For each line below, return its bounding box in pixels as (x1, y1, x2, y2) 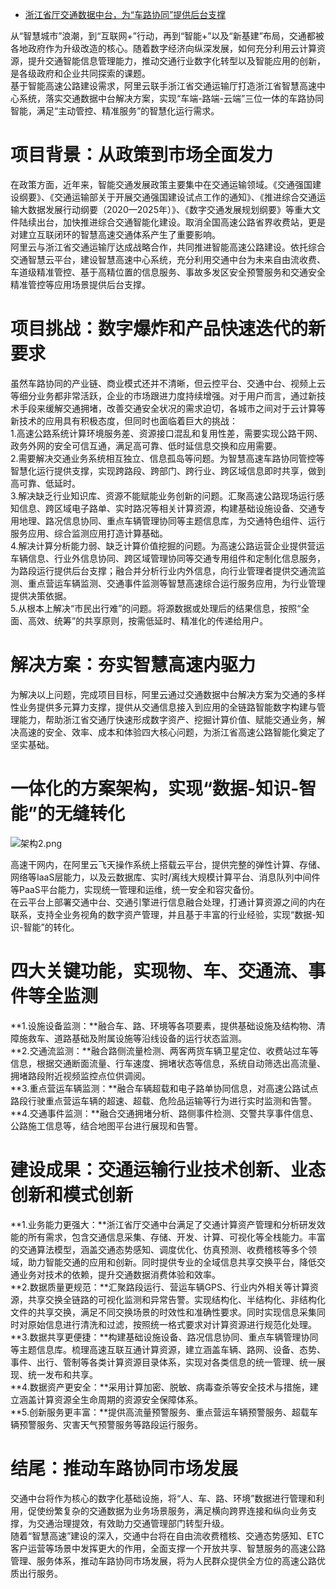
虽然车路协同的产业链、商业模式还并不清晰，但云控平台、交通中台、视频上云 (10, 377, 326, 389)
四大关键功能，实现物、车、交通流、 (10, 959, 309, 982)
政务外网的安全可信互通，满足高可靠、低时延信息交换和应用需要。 (10, 439, 282, 452)
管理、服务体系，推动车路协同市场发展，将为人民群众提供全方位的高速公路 (10, 1554, 317, 1567)
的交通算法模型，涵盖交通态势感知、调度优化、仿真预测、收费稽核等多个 (10, 1243, 308, 1255)
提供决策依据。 (10, 589, 72, 602)
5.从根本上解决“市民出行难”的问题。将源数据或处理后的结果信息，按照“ (10, 602, 302, 614)
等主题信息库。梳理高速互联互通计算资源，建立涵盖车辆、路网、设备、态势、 (10, 1343, 326, 1355)
